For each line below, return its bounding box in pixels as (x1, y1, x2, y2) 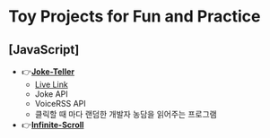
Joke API (34, 89, 68, 99)
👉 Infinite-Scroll (21, 119, 84, 130)
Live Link (34, 79, 68, 90)
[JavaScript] (8, 42, 80, 57)
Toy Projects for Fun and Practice (8, 6, 261, 27)
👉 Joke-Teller (21, 66, 75, 77)
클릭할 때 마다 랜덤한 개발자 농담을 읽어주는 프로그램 (34, 109, 217, 119)
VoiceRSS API (34, 99, 86, 108)
